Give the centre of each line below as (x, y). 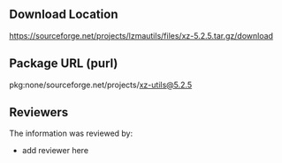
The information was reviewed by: (71, 133)
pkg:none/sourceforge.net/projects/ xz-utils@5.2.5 (101, 85)
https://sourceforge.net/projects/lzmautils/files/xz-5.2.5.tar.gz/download (141, 35)
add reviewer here (55, 151)
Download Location (64, 15)
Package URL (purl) (64, 64)
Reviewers (39, 112)
